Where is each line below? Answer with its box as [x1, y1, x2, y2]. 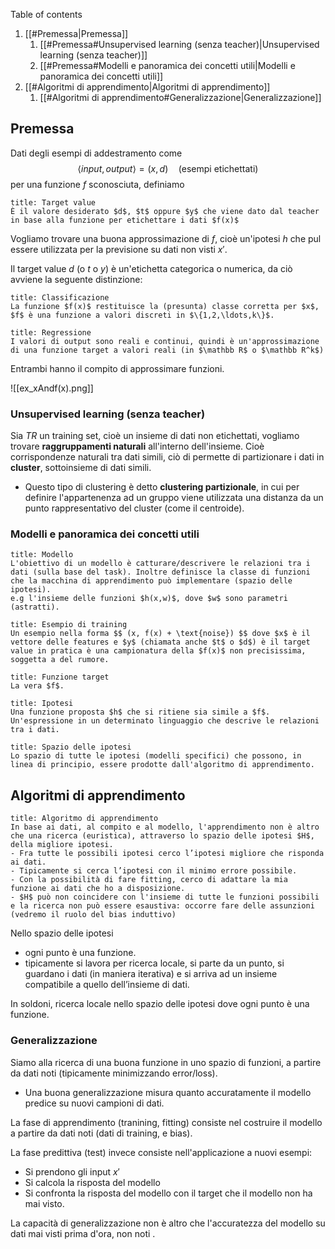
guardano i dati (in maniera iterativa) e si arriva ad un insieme [24, 968, 278, 980]
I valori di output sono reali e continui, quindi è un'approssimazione [10, 336, 320, 346]
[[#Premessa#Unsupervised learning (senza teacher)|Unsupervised [39, 39, 320, 50]
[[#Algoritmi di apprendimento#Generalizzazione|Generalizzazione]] [39, 92, 322, 103]
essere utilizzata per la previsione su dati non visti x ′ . [10, 243, 228, 255]
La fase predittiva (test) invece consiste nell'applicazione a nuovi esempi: [10, 1146, 313, 1158]
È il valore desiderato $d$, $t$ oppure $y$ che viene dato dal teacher [10, 206, 320, 216]
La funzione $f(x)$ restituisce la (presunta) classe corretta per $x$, [10, 301, 320, 311]
